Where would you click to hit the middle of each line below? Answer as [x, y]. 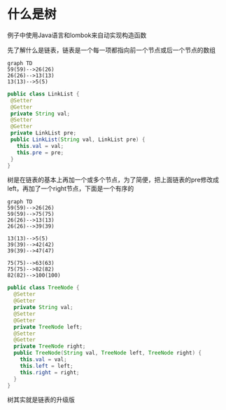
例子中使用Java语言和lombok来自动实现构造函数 [77, 35]
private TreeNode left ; [48, 327]
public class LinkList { [43, 94]
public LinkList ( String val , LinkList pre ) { [78, 140]
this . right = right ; [50, 372]
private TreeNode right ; [50, 347]
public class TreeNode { [43, 288]
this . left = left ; [47, 366]
